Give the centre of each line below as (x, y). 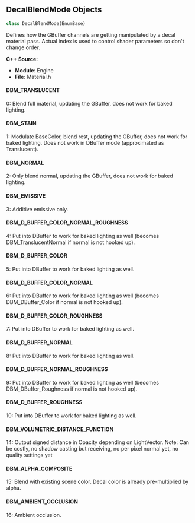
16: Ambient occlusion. (34, 515)
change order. (23, 47)
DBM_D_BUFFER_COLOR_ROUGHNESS (54, 316)
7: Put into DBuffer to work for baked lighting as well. (70, 329)
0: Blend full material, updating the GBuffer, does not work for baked (89, 103)
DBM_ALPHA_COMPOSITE (39, 468)
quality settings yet (29, 455)
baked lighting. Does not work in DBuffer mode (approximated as (85, 143)
